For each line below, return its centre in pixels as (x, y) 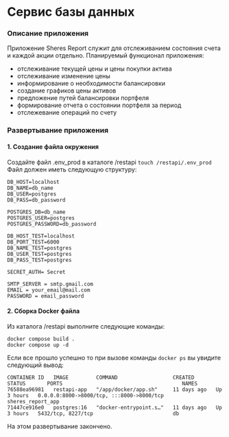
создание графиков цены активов (67, 91)
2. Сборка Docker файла (44, 311)
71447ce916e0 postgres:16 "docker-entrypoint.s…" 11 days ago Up (115, 408)
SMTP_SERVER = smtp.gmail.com (50, 284)
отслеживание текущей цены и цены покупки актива (95, 69)
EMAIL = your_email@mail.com (49, 290)
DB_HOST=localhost (33, 182)
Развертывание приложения (58, 130)
